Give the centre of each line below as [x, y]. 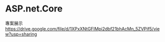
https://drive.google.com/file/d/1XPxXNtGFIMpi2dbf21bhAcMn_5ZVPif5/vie [82, 28]
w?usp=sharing [21, 34]
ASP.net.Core [34, 9]
